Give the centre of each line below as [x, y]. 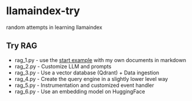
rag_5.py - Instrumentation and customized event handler [84, 85]
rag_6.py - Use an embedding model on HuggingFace [80, 91]
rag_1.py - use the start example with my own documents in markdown [100, 60]
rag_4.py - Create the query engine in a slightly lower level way [91, 79]
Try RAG [22, 46]
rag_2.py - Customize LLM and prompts [63, 66]
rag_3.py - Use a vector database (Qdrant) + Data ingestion [87, 73]
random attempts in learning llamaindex [54, 27]
